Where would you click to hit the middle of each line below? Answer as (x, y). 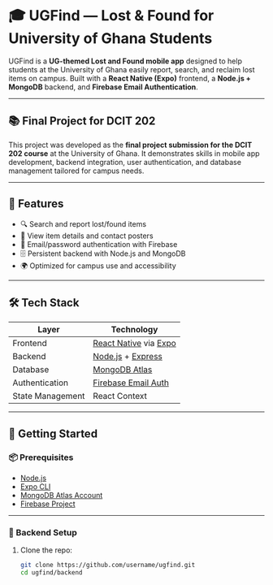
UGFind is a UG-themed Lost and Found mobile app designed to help (125, 61)
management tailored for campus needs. (76, 171)
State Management (49, 396)
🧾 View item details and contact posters (87, 236)
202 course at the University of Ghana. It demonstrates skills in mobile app (134, 153)
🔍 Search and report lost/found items (83, 223)
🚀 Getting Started (53, 433)
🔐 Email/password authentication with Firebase (99, 244)
